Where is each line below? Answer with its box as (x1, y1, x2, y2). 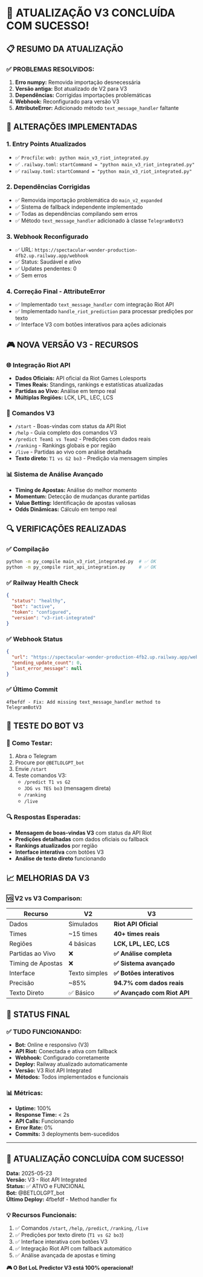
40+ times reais (114, 930, 160, 938)
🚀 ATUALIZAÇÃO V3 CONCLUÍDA (6, 6, 175, 20)
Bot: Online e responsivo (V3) (14, 1041, 89, 1048)
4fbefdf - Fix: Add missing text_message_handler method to (6, 699, 161, 705)
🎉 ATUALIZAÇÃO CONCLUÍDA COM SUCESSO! (6, 1154, 184, 1164)
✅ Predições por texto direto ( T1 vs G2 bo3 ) (14, 1231, 124, 1239)
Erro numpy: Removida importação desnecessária (14, 79, 141, 86)
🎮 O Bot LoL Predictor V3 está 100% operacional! (6, 1264, 134, 1272)
